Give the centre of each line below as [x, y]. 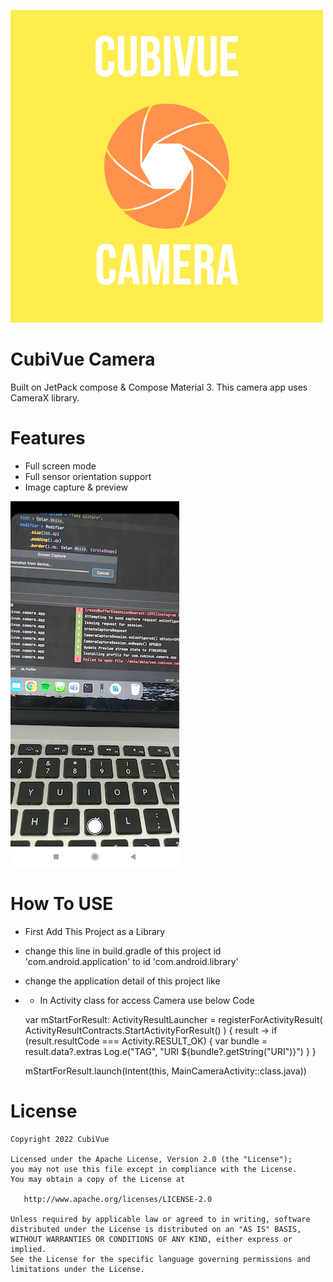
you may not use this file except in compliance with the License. [154, 1169]
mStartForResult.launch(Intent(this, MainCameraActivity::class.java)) [165, 1071]
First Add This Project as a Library [95, 931]
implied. [28, 1249]
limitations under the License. [77, 1269]
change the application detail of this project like [122, 981]
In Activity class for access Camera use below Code [147, 1000]
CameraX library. [45, 397]
